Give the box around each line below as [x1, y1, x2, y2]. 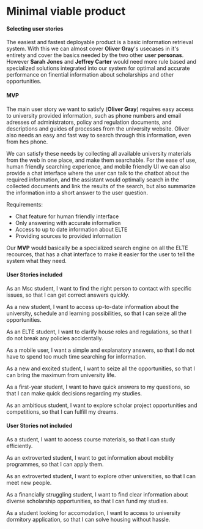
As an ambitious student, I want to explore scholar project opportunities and [6, 402, 197, 409]
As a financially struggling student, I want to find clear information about [6, 491, 188, 498]
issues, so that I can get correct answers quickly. [6, 291, 130, 299]
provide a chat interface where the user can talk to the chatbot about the [6, 169, 190, 177]
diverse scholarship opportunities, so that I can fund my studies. [6, 498, 168, 504]
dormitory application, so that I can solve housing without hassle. [6, 516, 171, 523]
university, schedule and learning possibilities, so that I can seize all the [6, 310, 186, 317]
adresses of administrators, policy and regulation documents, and [6, 118, 172, 126]
